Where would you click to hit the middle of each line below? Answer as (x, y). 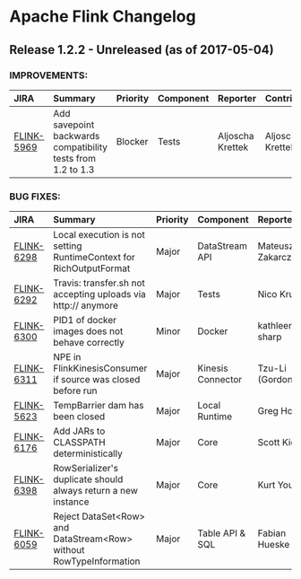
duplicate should (88, 479)
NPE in (67, 357)
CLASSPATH (79, 443)
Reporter (237, 98)
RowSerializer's (86, 469)
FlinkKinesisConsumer (100, 368)
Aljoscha (236, 136)
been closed (79, 417)
